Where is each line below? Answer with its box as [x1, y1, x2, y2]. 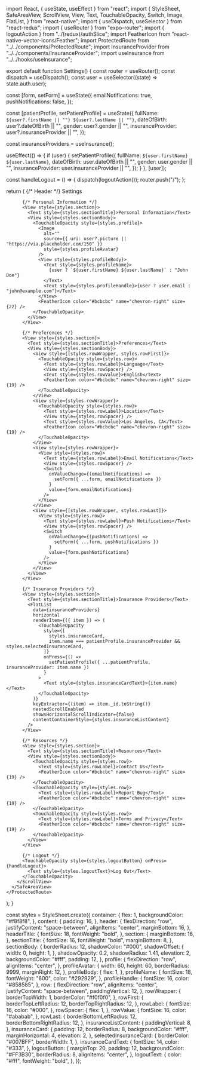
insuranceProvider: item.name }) [6, 664, 90, 670]
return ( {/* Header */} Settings [6, 188, 82, 195]
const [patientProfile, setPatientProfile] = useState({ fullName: [6, 110, 159, 116]
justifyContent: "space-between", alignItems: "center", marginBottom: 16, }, [6, 924, 191, 931]
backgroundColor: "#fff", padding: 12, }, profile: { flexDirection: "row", [6, 956, 177, 962]
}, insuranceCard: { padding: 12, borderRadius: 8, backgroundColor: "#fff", [6, 1026, 189, 1032]
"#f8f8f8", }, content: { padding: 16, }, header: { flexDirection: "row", [6, 918, 173, 925]
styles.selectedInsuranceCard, [6, 643, 84, 649]
